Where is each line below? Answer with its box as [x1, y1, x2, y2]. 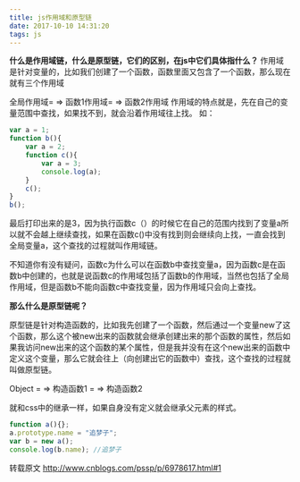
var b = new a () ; [9, 436, 74, 445]
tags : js [9, 30, 42, 38]
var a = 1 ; [9, 126, 50, 135]
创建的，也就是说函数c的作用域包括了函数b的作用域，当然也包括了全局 [29, 270, 290, 282]
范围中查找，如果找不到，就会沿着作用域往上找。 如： [16, 108, 215, 119]
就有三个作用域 [9, 78, 64, 89]
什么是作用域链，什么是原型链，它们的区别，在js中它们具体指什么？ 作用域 [9, 55, 284, 66]
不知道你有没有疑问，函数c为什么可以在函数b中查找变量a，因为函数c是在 [9, 259, 279, 270]
